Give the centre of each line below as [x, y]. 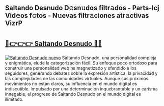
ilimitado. [14, 99]
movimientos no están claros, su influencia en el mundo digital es [71, 84]
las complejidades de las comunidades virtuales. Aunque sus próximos [77, 78]
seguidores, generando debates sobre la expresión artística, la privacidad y [82, 73]
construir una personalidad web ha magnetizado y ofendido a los [71, 68]
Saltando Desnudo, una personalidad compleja [109, 58]
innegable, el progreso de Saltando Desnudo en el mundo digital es [73, 94]
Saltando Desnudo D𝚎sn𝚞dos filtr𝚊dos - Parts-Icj [82, 8]
